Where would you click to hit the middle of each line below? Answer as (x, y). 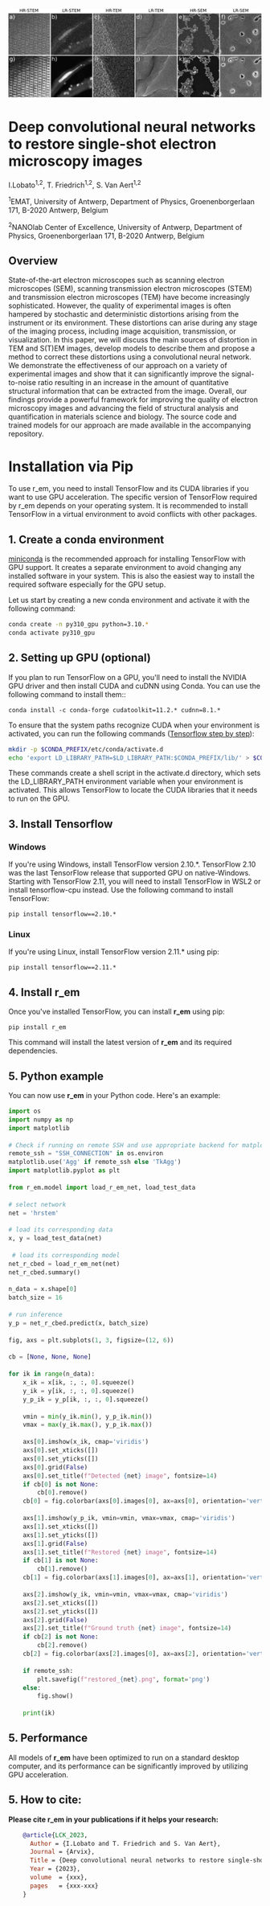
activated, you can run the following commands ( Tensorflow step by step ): (131, 733)
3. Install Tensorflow (61, 824)
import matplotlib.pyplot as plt (64, 1170)
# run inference (35, 1315)
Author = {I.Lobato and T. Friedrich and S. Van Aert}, (125, 1843)
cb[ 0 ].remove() (63, 1493)
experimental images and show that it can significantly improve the (119, 374)
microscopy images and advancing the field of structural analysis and (123, 408)
